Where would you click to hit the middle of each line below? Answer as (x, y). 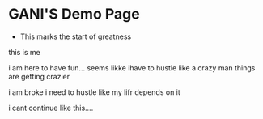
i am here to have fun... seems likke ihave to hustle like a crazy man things (132, 68)
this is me (24, 52)
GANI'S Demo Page (74, 14)
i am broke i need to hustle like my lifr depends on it (94, 92)
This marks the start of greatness (76, 36)
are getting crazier (39, 76)
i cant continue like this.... (51, 108)
